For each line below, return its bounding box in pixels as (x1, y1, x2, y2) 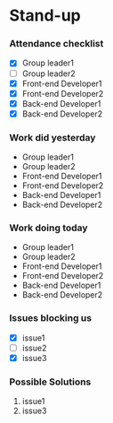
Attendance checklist (9, 38, 104, 50)
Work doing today (9, 221, 88, 234)
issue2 (21, 342, 47, 353)
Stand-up (9, 5, 82, 26)
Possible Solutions (9, 376, 92, 388)
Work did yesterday (9, 131, 96, 143)
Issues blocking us (9, 312, 92, 324)
